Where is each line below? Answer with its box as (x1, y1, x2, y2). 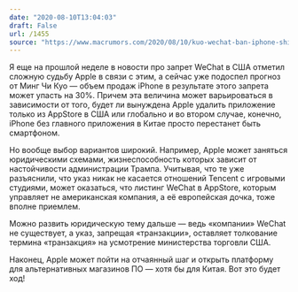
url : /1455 (9, 29, 50, 38)
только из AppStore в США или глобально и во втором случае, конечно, (9, 109, 282, 119)
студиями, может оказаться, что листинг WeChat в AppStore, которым (9, 182, 277, 193)
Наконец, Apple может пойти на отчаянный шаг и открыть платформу (9, 254, 274, 265)
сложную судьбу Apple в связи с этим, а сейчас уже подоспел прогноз (9, 72, 281, 82)
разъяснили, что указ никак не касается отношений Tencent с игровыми (9, 173, 286, 184)
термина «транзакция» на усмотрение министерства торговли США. (9, 237, 271, 248)
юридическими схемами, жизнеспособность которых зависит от (9, 154, 257, 165)
